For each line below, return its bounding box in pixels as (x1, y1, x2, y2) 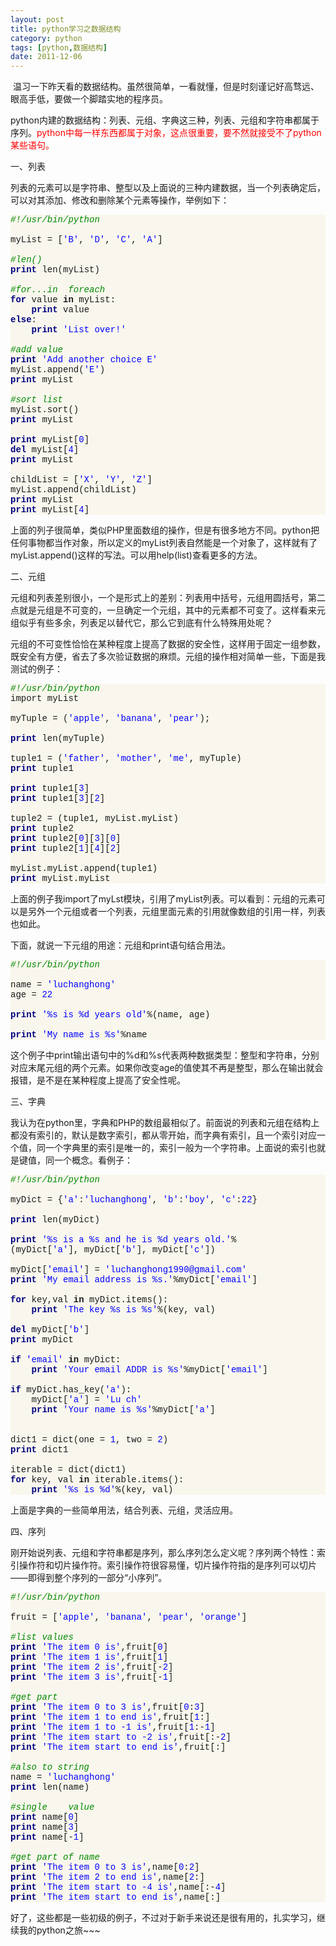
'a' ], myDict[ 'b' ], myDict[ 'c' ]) (52, 1244, 216, 1256)
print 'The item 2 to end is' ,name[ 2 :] (10, 1872, 205, 1883)
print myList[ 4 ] (10, 504, 90, 516)
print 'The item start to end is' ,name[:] (10, 1892, 222, 1903)
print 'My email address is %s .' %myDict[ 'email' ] (10, 1274, 258, 1286)
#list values (10, 1632, 74, 1643)
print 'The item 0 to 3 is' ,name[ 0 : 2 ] (10, 1862, 200, 1873)
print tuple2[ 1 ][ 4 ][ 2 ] (10, 843, 122, 855)
